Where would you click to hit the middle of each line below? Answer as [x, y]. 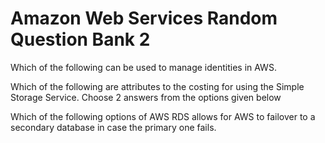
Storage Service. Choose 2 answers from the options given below [146, 97]
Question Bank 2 [80, 39]
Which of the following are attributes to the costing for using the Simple [157, 86]
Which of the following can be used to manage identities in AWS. [143, 67]
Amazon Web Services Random [144, 18]
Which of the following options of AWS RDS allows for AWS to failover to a [163, 116]
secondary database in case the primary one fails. [113, 127]
